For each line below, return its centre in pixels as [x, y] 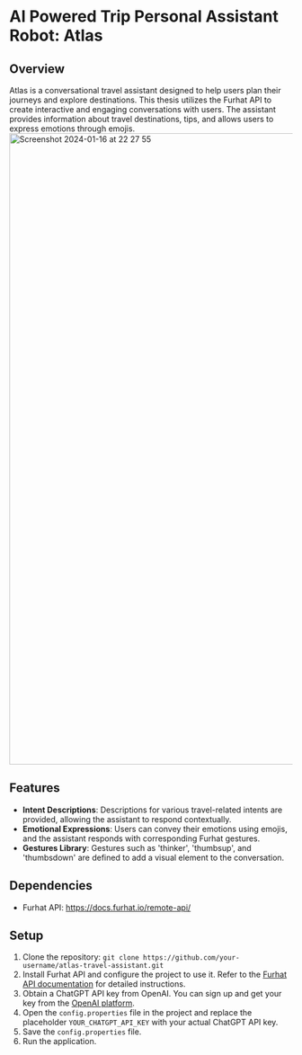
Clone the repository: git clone [80, 957]
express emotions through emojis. [72, 129]
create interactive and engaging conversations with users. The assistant [143, 109]
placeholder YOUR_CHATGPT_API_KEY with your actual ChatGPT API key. [150, 1023]
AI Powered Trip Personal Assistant [144, 17]
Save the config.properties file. [82, 1032]
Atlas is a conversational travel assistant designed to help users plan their [145, 90]
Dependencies [51, 886]
